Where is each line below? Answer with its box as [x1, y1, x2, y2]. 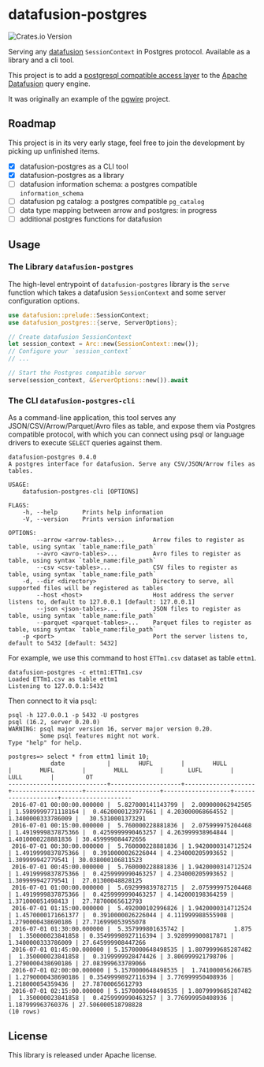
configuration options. [8, 296, 80, 305]
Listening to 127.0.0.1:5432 [8, 682, 104, 690]
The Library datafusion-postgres [8, 262, 134, 273]
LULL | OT [8, 774, 93, 782]
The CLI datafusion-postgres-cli [8, 395, 136, 406]
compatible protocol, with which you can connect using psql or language [8, 429, 245, 439]
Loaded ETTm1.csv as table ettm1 [8, 675, 118, 683]
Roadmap [8, 117, 57, 131]
